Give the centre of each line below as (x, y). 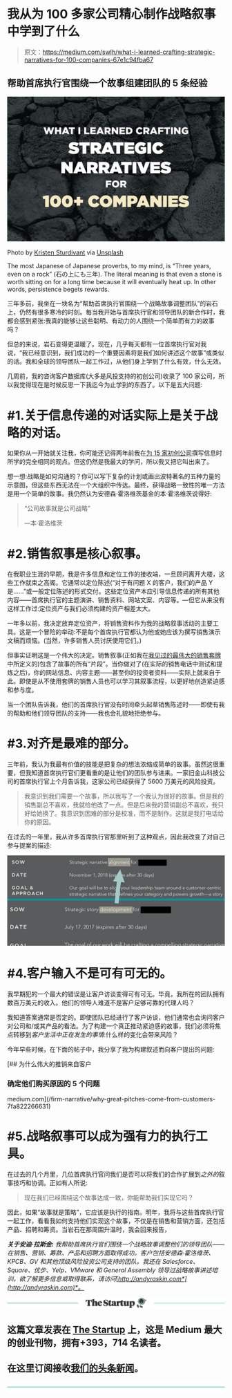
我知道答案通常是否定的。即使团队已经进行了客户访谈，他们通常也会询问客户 (116, 1017)
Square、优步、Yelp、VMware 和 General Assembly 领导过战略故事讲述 (109, 1270)
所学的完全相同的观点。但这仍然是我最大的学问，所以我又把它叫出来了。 (110, 462)
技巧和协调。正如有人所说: (50, 1183)
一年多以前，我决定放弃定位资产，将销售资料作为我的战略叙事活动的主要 (110, 624)
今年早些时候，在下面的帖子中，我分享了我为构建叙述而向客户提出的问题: (111, 1049)
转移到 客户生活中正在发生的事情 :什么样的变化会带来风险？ (96, 1034)
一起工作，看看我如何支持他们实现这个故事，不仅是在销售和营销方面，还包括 (116, 1221)
